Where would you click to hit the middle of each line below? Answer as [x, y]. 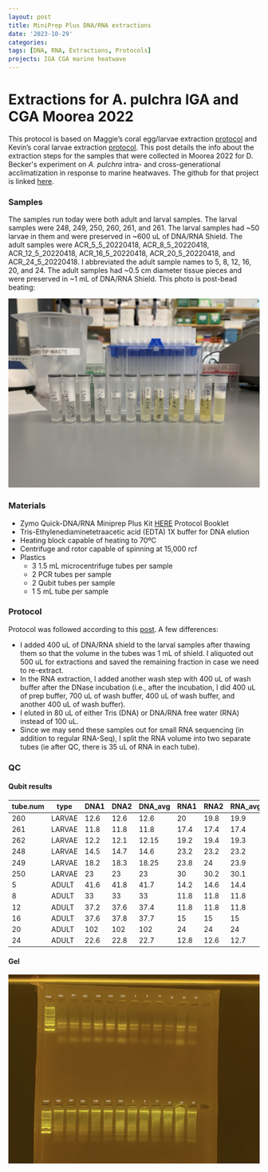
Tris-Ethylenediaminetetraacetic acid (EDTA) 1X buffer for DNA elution [134, 531]
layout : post [30, 17]
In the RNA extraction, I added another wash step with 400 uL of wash [135, 678]
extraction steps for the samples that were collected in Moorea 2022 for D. [131, 155]
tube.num [28, 806]
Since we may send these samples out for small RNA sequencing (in [132, 730]
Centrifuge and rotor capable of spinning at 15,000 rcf [108, 549]
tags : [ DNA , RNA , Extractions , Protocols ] [80, 51]
